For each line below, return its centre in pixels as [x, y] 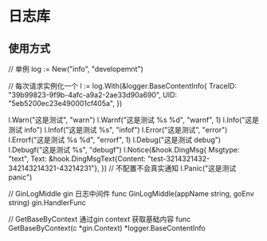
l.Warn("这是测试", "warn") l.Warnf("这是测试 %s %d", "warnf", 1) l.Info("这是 [133, 120]
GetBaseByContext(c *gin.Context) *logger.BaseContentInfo [107, 228]
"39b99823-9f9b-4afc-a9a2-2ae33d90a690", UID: [93, 95]
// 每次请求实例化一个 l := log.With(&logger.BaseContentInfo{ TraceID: [123, 86]
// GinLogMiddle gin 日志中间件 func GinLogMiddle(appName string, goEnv [132, 194]
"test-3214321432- [179, 159]
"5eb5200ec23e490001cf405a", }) [65, 103]
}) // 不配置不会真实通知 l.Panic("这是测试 [169, 168]
